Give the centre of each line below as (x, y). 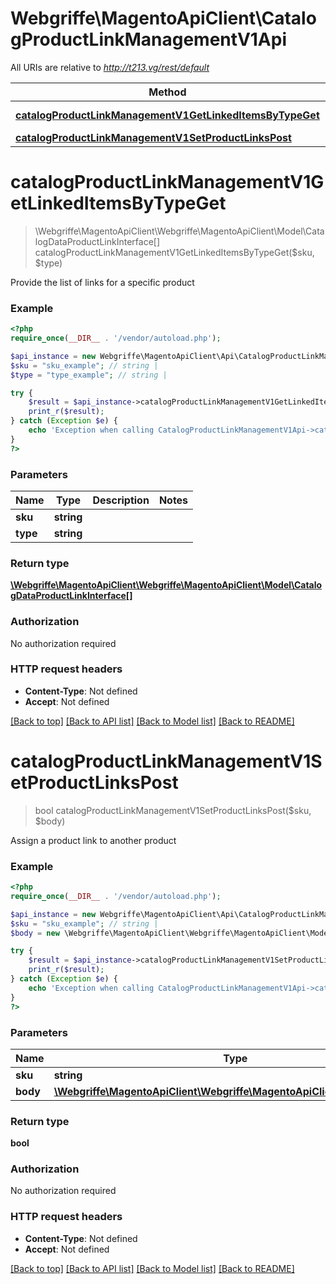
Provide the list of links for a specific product (102, 282)
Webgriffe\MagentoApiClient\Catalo (163, 18)
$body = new (35, 933)
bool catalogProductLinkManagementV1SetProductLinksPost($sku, (173, 810)
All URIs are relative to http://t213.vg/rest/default (110, 67)
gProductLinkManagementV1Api (149, 39)
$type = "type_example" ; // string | (89, 375)
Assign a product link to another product (93, 840)
